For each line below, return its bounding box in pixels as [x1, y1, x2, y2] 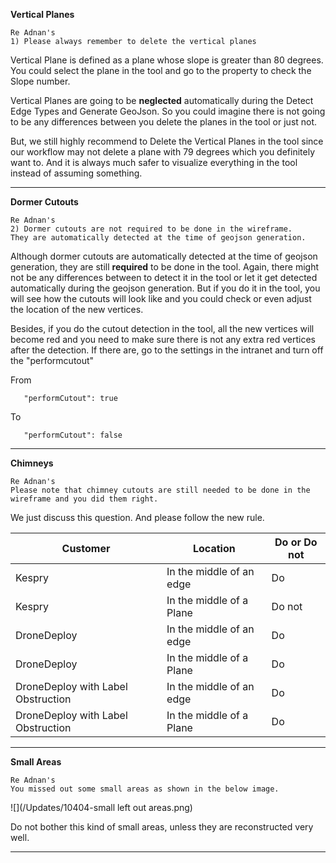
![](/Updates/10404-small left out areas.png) [10, 802, 193, 813]
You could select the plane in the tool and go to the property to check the [10, 65, 312, 76]
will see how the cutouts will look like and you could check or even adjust [10, 293, 312, 304]
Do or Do [274, 535, 318, 549]
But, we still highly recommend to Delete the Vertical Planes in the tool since [10, 135, 324, 147]
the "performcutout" [10, 355, 95, 366]
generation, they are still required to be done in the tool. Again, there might [10, 261, 319, 273]
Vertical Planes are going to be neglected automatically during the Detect [10, 95, 314, 106]
